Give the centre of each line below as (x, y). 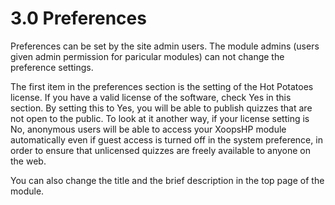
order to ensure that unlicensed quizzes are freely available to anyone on (160, 150)
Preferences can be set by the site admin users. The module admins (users (165, 46)
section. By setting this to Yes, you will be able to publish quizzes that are (161, 108)
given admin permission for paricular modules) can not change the (147, 56)
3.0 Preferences (78, 18)
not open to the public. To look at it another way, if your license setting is (160, 118)
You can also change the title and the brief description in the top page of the (167, 180)
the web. (28, 161)
